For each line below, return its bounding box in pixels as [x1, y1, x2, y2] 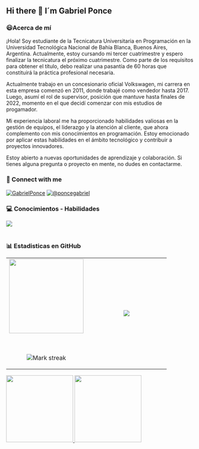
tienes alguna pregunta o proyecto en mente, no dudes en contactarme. [6, 160, 182, 167]
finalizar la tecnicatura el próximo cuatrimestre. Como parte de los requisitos [6, 56, 194, 63]
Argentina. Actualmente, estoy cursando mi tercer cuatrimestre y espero [6, 50, 183, 57]
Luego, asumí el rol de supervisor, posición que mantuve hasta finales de [6, 93, 185, 100]
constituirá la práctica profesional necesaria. [6, 69, 115, 76]
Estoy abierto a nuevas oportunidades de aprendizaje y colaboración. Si [6, 154, 182, 161]
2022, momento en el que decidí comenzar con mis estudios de [6, 99, 162, 106]
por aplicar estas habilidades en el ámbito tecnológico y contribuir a [6, 136, 172, 143]
